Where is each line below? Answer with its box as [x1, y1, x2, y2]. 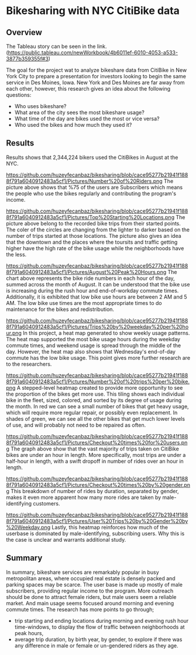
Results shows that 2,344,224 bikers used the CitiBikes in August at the [6, 154, 178, 161]
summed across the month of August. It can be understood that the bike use [6, 280, 190, 287]
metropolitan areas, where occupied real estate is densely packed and [6, 574, 176, 582]
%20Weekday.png [6, 524, 51, 531]
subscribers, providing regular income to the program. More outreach [6, 587, 174, 594]
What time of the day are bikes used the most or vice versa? [14, 115, 160, 122]
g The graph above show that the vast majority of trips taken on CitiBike [6, 445, 180, 452]
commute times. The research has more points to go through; [6, 606, 154, 613]
